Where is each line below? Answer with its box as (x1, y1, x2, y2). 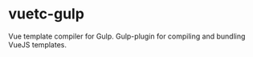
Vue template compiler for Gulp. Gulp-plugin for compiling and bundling (8, 31, 246, 41)
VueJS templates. (8, 39, 67, 49)
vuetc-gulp (8, 5, 84, 23)
